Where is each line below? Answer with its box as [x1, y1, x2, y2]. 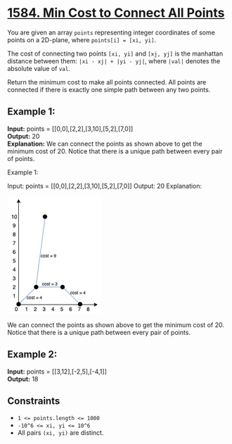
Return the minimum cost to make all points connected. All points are [7, 77, 207, 86]
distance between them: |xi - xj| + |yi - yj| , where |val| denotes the [7, 56, 221, 65]
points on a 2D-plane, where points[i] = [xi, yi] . [7, 35, 157, 44]
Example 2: [7, 348, 58, 360]
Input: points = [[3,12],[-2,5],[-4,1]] [7, 367, 108, 376]
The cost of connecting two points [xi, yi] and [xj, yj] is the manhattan [7, 49, 224, 58]
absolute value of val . [7, 64, 70, 72]
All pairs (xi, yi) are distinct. [17, 429, 104, 437]
